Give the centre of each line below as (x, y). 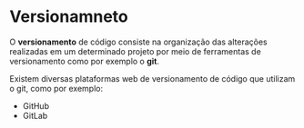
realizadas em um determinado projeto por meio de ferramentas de (135, 51)
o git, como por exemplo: (56, 88)
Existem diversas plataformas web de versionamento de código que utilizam (152, 78)
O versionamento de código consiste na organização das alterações (139, 42)
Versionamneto (69, 17)
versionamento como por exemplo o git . (85, 61)
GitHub (36, 105)
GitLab (35, 115)
